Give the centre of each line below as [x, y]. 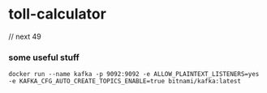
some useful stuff [44, 57]
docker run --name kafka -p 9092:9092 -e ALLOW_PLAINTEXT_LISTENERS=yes [134, 74]
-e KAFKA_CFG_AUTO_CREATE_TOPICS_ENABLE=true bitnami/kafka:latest [125, 82]
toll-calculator [58, 14]
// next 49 [25, 36]
